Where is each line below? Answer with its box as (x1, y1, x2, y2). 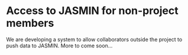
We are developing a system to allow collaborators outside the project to (6, 36, 183, 43)
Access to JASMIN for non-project (6, 4, 179, 18)
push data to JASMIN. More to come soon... (6, 42, 113, 49)
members (6, 16, 54, 30)
